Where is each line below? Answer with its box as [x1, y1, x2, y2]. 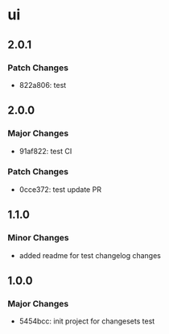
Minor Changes [7, 232, 69, 244]
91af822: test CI [19, 146, 72, 156]
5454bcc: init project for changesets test [19, 316, 155, 326]
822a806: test [19, 80, 67, 90]
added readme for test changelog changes [19, 250, 162, 260]
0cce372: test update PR [19, 184, 102, 194]
